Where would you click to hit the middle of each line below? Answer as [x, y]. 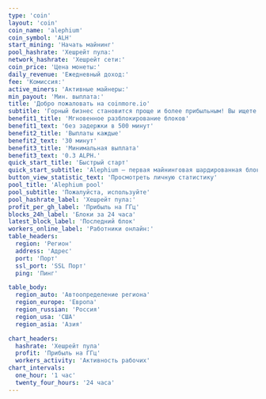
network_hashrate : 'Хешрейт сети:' [67, 60]
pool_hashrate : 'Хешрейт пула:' [61, 52]
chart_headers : [33, 338]
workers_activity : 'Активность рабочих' [83, 361]
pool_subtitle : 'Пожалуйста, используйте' [79, 192]
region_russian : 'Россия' [58, 310]
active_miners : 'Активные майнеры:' [68, 89]
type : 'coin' [30, 15]
